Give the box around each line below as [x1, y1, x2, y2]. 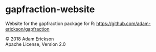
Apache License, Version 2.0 [5, 41, 66, 47]
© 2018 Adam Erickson [5, 36, 54, 42]
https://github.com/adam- [96, 20, 151, 27]
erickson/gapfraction [5, 25, 50, 32]
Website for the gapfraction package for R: [5, 20, 96, 27]
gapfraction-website [5, 4, 95, 15]
